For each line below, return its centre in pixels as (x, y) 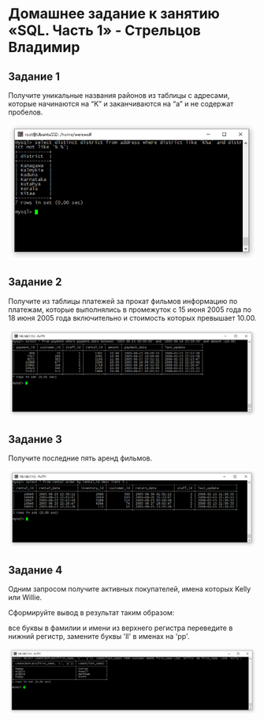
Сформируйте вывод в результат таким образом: (91, 612)
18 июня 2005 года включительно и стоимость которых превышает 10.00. (132, 317)
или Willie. (25, 597)
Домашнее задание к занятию (114, 14)
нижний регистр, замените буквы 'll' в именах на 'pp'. (99, 636)
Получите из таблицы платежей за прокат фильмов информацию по (123, 301)
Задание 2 (35, 282)
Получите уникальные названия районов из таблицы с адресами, (119, 95)
